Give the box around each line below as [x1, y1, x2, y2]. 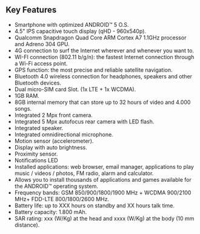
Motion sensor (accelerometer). [14, 137, 94, 145]
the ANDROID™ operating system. [14, 182, 98, 190]
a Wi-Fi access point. [14, 60, 68, 67]
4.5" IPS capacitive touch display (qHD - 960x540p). [14, 27, 147, 35]
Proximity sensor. [14, 150, 58, 157]
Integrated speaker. [14, 124, 64, 131]
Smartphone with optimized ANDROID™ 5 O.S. [14, 21, 129, 28]
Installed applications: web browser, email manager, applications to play [14, 163, 195, 170]
